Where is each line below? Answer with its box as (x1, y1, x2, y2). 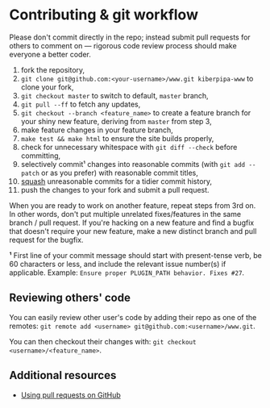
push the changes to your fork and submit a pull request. (20, 185, 210, 194)
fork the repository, (20, 65, 85, 74)
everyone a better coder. (9, 49, 91, 59)
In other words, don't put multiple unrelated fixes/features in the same (9, 209, 241, 219)
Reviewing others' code (9, 291, 131, 305)
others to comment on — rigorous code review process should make (9, 40, 237, 50)
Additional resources (9, 368, 117, 382)
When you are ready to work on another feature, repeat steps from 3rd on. (9, 200, 256, 210)
